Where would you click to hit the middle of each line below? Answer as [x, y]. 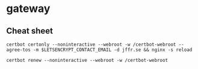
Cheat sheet [29, 31]
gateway [28, 9]
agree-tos [19, 50]
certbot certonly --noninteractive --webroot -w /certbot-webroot [91, 44]
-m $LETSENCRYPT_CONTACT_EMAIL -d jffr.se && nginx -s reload [113, 50]
